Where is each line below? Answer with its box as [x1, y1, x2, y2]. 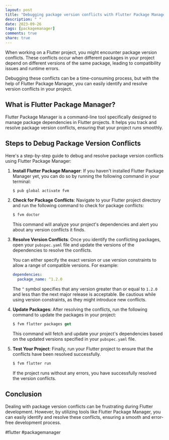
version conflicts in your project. [5, 86, 72, 92]
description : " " [5, 17, 42, 22]
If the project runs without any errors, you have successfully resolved [12, 370, 157, 376]
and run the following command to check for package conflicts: [12, 203, 144, 209]
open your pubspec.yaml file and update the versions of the [12, 242, 135, 248]
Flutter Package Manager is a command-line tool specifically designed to [5, 114, 157, 120]
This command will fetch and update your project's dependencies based [12, 331, 163, 337]
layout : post [5, 7, 33, 13]
